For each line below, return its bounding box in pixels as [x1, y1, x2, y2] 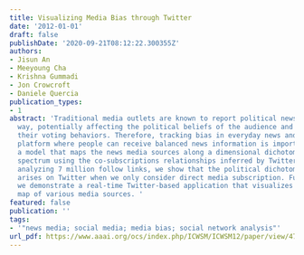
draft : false [9, 30, 59, 39]
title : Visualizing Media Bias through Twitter [9, 13, 193, 23]
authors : [9, 47, 43, 56]
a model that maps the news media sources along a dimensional [17, 147, 261, 156]
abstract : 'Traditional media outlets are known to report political [9, 114, 278, 123]
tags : [9, 214, 30, 224]
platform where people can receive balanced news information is [17, 139, 270, 148]
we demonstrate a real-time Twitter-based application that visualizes [17, 182, 294, 191]
